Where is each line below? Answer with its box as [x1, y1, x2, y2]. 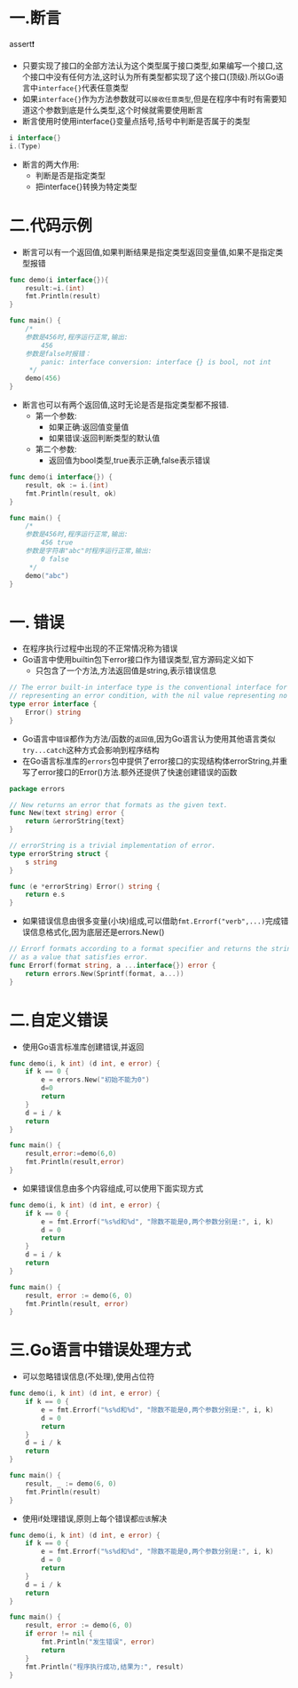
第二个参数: [35, 444, 77, 454]
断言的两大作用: [21, 159, 80, 170]
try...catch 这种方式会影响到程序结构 [21, 744, 160, 755]
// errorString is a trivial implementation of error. [9, 841, 216, 851]
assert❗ [9, 38, 35, 49]
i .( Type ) [9, 141, 42, 151]
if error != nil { [25, 1629, 93, 1638]
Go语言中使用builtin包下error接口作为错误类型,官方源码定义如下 [21, 654, 255, 665]
